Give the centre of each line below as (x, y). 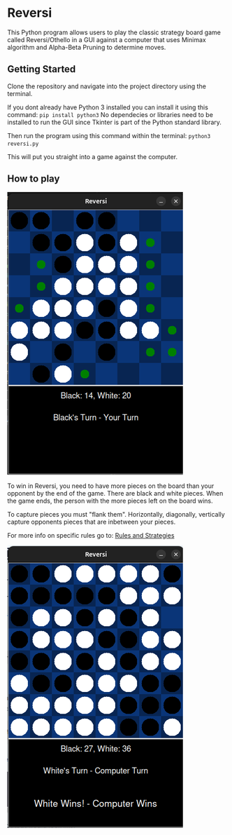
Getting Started (42, 69)
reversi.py (23, 144)
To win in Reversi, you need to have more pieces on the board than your (111, 486)
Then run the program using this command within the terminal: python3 (109, 135)
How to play (34, 179)
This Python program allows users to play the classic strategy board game (114, 32)
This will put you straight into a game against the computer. (93, 156)
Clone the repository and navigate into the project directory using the (107, 86)
